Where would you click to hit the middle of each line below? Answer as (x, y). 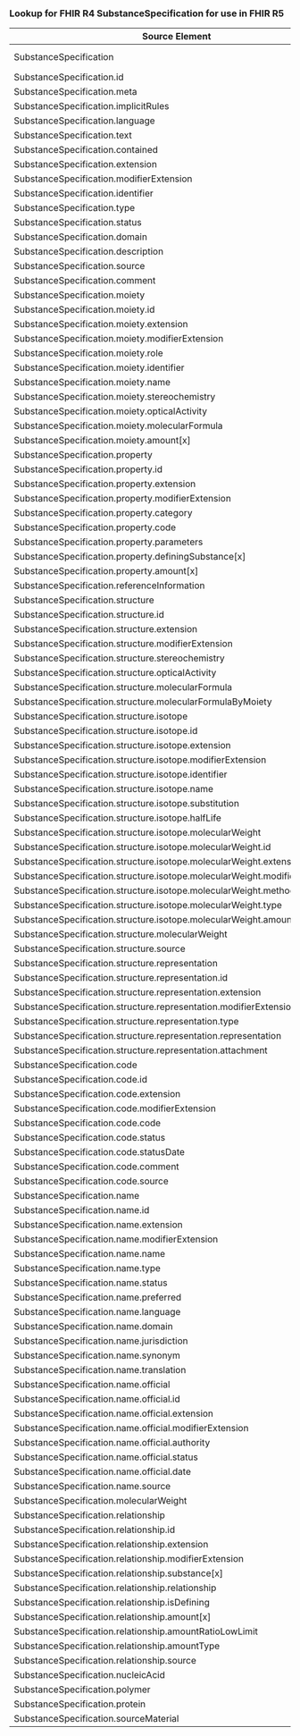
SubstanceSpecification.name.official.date (103, 1471)
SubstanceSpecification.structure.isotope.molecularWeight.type (148, 906)
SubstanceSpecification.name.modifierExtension (116, 1239)
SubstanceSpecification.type (75, 208)
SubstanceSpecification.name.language (97, 1312)
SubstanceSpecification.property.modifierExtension (123, 499)
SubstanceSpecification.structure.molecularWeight (121, 934)
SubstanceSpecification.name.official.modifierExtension (131, 1428)
